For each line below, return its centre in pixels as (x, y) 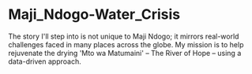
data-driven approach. (45, 61)
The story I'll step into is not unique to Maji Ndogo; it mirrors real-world (124, 36)
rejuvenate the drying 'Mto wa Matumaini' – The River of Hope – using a (125, 53)
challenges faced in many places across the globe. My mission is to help (126, 44)
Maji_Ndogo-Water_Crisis (94, 15)
